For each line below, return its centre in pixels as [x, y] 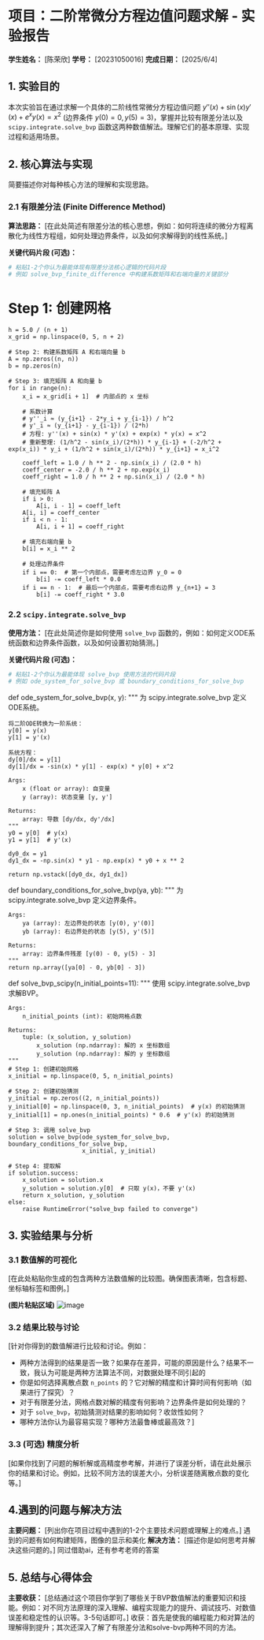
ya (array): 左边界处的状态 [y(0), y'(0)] [89, 923]
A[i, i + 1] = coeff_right [81, 527]
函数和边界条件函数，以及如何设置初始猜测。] [87, 643]
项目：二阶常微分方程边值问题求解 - [123, 16]
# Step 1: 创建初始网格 [43, 1069]
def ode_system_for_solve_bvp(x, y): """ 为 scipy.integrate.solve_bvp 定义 [128, 698]
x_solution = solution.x [63, 1180]
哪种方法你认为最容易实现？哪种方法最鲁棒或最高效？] [107, 1422]
